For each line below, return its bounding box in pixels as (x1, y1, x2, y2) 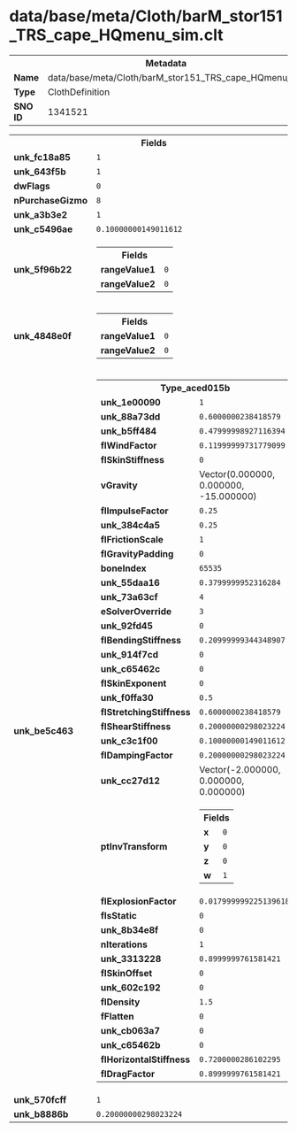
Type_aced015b (160, 381, 231, 394)
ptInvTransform (100, 840, 168, 852)
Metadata (145, 57, 187, 69)
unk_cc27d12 (100, 774, 161, 787)
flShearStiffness (100, 720, 171, 732)
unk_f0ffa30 (100, 691, 154, 704)
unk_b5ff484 (100, 425, 157, 437)
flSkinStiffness (100, 453, 165, 466)
